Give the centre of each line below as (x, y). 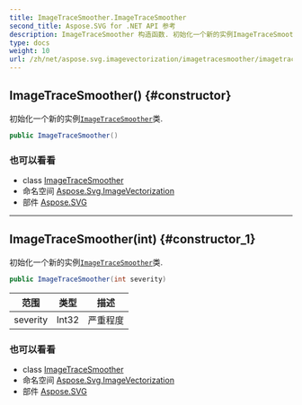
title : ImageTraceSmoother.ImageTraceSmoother (98, 18)
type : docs (30, 43)
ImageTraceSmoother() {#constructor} (120, 96)
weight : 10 (30, 51)
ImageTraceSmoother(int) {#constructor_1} (133, 239)
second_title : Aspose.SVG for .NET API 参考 (93, 26)
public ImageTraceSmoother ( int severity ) (88, 279)
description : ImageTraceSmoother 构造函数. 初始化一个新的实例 (121, 34)
